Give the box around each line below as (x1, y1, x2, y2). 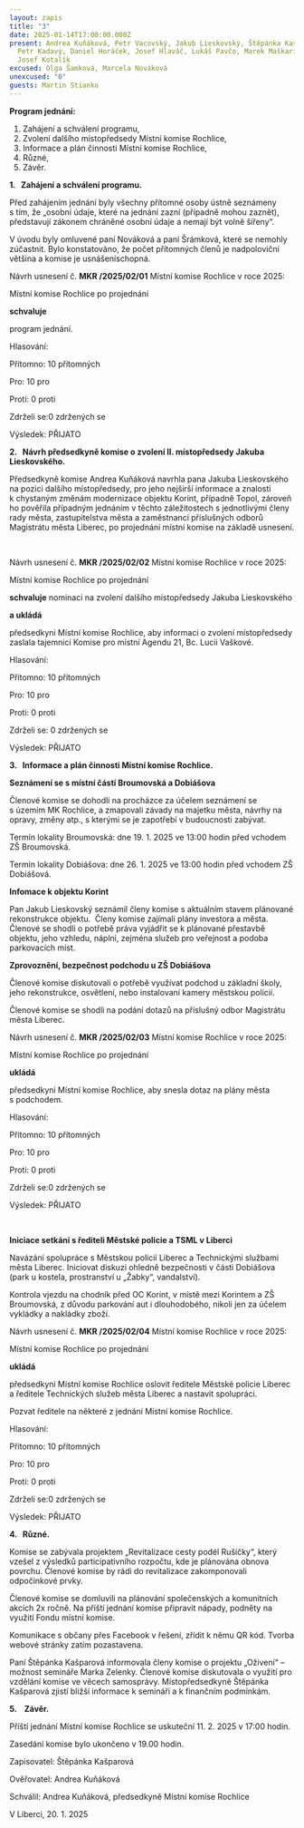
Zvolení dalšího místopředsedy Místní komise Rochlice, (22, 132, 228, 143)
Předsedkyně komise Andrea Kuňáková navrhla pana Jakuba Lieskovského (9, 473, 290, 484)
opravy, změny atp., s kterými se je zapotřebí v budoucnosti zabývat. (9, 813, 267, 825)
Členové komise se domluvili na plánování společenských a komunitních (9, 1592, 279, 1603)
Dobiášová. (9, 868, 52, 880)
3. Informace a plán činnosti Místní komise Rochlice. (9, 759, 214, 771)
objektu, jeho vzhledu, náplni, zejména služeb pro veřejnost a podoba (9, 932, 269, 943)
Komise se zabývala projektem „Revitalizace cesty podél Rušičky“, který (9, 1546, 278, 1557)
